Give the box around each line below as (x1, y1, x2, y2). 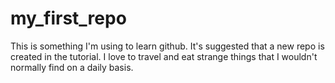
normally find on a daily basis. (10, 61, 134, 73)
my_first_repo (10, 7, 127, 30)
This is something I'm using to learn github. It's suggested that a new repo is (10, 40, 325, 52)
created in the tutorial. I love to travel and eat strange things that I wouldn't (10, 50, 318, 62)
